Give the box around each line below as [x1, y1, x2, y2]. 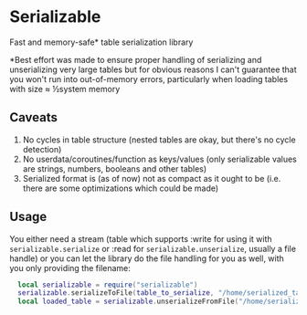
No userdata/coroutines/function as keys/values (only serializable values [22, 153, 297, 164]
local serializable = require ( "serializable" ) [17, 280, 198, 289]
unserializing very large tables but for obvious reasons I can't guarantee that [9, 64, 297, 75]
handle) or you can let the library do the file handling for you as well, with [9, 253, 285, 264]
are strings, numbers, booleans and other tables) [22, 163, 207, 174]
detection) [22, 143, 62, 154]
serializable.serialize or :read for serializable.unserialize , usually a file [9, 243, 297, 254]
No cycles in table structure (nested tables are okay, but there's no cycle [22, 134, 296, 145]
